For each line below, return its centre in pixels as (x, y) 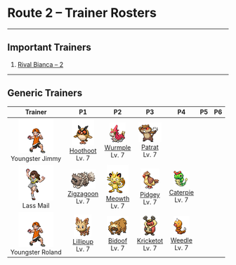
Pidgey (150, 195)
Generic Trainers (45, 93)
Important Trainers (49, 47)
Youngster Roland (36, 252)
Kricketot (150, 240)
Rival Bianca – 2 (40, 64)
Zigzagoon (83, 193)
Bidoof (118, 240)
